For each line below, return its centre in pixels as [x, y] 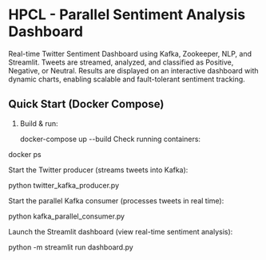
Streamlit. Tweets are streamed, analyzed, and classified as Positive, [121, 62]
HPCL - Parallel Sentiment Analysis [127, 15]
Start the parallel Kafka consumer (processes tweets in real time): [116, 200]
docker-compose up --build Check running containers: [110, 139]
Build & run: [39, 123]
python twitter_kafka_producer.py [64, 185]
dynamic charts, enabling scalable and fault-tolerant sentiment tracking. [127, 79]
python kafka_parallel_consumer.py [67, 216]
